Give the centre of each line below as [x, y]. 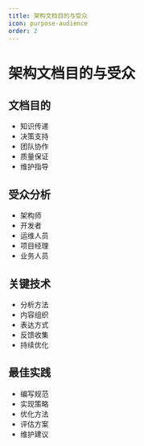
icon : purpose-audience [48, 23]
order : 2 [23, 31]
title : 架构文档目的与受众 [48, 16]
